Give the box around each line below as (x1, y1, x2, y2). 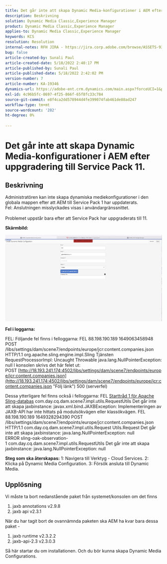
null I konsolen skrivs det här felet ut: (5, 362, 81, 368)
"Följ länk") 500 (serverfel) (53, 383, 108, 390)
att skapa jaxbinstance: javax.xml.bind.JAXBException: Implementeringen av (5, 403, 162, 409)
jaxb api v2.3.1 (12, 508, 41, 514)
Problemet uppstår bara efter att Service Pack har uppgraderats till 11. (5, 215, 148, 221)
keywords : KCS (5, 34, 35, 39)
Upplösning (5, 480, 42, 489)
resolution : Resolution (5, 40, 55, 45)
